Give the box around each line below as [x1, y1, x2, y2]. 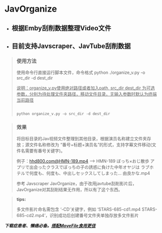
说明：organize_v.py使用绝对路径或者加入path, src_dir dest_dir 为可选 [16, 85, 155, 91]
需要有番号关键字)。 [25, 148, 65, 154]
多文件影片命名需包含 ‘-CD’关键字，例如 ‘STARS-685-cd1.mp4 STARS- [16, 206, 158, 212]
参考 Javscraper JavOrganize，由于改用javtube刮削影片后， [16, 181, 137, 186]
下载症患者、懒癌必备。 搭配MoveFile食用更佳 [4, 223, 96, 229]
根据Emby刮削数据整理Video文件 [11, 24, 112, 32]
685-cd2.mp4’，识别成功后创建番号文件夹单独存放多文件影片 [16, 213, 139, 218]
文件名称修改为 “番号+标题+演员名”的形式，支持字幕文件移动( [29, 142, 152, 148]
